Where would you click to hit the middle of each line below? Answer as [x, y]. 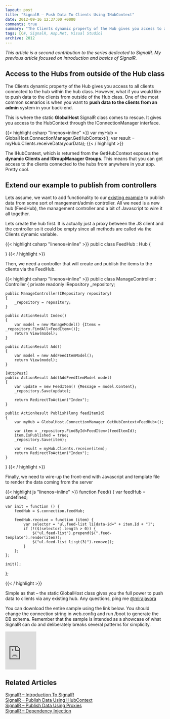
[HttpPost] [17, 373]
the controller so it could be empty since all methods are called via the [78, 229]
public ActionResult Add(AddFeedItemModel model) [59, 378]
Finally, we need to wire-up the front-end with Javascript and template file [83, 476]
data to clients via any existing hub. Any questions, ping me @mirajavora [81, 598]
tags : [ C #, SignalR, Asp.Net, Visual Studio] [54, 33]
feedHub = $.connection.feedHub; [50, 511]
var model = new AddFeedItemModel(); [54, 355]
